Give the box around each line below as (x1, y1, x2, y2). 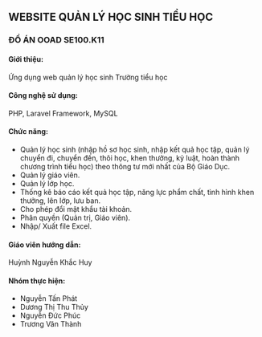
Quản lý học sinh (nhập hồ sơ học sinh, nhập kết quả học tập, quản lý (19, 144, 250, 154)
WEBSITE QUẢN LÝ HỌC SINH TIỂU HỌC (8, 10, 214, 24)
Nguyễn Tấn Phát (19, 294, 78, 303)
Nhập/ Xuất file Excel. (19, 221, 92, 231)
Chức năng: (8, 127, 48, 136)
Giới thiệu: (8, 54, 44, 63)
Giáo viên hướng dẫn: (8, 240, 81, 250)
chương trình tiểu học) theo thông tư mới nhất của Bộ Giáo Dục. (19, 161, 231, 171)
